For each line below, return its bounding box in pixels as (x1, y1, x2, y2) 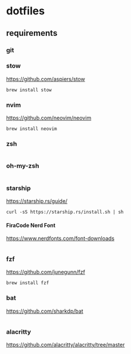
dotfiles (6, 4, 45, 18)
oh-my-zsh (6, 162, 40, 170)
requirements (6, 28, 58, 38)
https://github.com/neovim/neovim (6, 115, 92, 122)
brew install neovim (6, 126, 58, 132)
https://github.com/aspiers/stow (6, 75, 85, 82)
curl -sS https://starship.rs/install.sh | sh (6, 209, 124, 215)
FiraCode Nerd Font (6, 221, 55, 229)
